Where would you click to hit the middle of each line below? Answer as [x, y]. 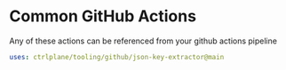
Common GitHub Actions [103, 16]
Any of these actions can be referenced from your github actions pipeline [143, 41]
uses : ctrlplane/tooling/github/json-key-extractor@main [117, 57]
